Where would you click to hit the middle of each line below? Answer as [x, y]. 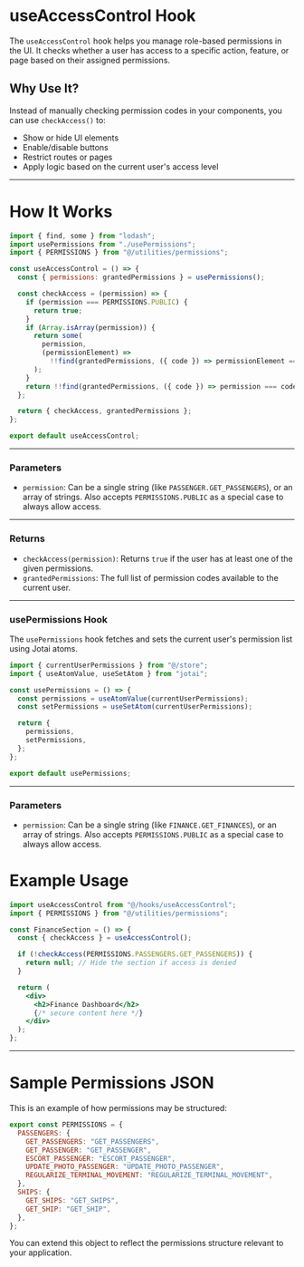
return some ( [58, 336]
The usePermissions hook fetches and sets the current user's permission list [151, 639]
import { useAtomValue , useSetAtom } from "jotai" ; [109, 673]
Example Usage [69, 881]
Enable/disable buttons [65, 147]
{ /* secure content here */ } [88, 1013]
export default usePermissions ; [70, 773]
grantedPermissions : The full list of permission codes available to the [150, 577]
